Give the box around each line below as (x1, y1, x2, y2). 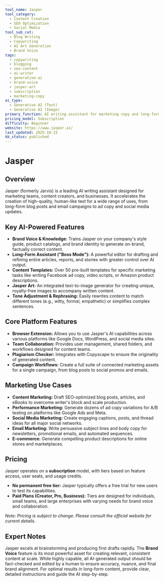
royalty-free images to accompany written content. (12, 288, 115, 293)
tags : (5, 52, 16, 58)
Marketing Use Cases (5, 381, 72, 389)
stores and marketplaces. (12, 441, 63, 447)
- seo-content (9, 67, 38, 71)
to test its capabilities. (12, 488, 57, 494)
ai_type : (5, 98, 23, 103)
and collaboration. (12, 503, 49, 509)
